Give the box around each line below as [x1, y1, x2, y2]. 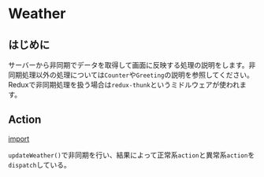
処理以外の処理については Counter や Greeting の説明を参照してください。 [21, 70, 254, 79]
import [8, 134, 30, 143]
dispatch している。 [8, 160, 71, 169]
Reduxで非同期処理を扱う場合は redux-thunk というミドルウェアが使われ [8, 80, 240, 89]
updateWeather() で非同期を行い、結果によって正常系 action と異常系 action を [8, 150, 255, 160]
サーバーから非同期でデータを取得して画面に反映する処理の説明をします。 [8, 61, 250, 69]
